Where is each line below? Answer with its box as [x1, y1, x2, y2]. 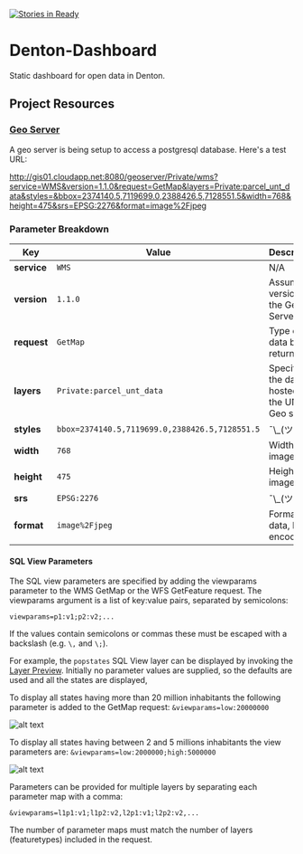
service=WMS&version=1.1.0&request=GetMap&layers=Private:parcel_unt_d [9, 181, 290, 192]
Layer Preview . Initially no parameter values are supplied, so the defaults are [9, 665, 293, 676]
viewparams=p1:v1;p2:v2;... [9, 612, 115, 622]
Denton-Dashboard [9, 41, 158, 61]
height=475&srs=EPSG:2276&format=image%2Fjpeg [9, 200, 207, 211]
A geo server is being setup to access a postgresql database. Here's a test [9, 144, 287, 155]
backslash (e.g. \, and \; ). [9, 638, 108, 649]
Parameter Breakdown [9, 223, 110, 235]
